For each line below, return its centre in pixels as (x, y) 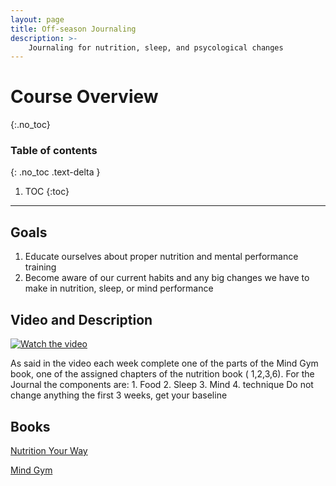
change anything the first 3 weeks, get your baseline (119, 395)
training (40, 267)
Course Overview (84, 97)
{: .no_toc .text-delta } (55, 172)
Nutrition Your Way (49, 450)
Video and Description (81, 319)
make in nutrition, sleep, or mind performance (119, 288)
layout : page (37, 19)
